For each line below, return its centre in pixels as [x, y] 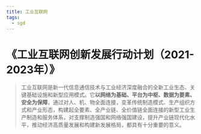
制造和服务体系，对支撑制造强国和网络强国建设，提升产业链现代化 [108, 117]
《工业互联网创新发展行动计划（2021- [100, 54]
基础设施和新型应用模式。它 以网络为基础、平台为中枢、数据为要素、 [111, 95]
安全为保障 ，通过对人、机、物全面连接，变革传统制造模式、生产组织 [105, 102]
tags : [13, 17]
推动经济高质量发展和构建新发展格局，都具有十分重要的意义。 [108, 125]
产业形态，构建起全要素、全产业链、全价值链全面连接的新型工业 [111, 110]
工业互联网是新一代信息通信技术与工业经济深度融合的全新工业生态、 [105, 87]
